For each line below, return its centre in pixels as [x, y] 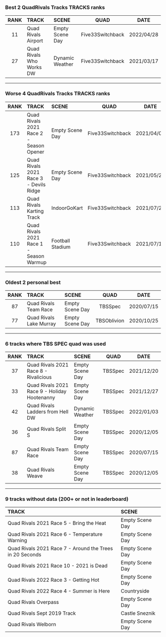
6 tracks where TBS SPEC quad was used [56, 344]
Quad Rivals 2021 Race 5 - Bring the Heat [57, 523]
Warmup [37, 262]
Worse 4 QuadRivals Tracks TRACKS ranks [58, 94]
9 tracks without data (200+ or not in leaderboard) [67, 499]
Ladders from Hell [48, 412]
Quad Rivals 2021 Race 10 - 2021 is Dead [58, 566]
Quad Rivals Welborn [32, 625]
